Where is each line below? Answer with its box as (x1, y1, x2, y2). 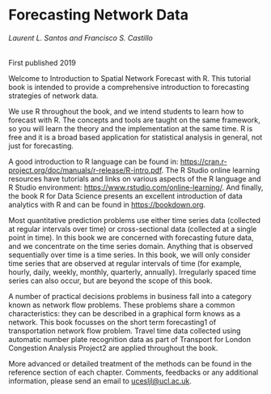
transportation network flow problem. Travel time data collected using (8, 326, 241, 336)
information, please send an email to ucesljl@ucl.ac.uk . (8, 376, 192, 386)
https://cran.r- (180, 156, 228, 167)
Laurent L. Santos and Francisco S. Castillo (8, 32, 154, 42)
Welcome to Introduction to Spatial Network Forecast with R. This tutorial (8, 74, 251, 84)
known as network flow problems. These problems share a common (8, 300, 235, 310)
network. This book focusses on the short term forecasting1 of (8, 318, 217, 328)
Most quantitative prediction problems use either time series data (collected (8, 216, 261, 225)
